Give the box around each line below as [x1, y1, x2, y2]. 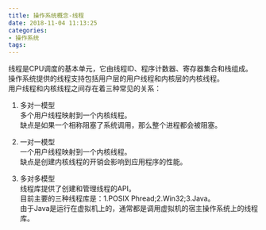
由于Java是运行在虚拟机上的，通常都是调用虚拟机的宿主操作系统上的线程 [19, 204, 259, 213]
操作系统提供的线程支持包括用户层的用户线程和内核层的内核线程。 [8, 74, 224, 83]
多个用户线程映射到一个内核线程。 [19, 110, 132, 120]
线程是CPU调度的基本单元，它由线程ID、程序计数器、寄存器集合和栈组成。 [8, 64, 253, 74]
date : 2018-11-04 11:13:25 [8, 19, 98, 27]
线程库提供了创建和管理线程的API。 [19, 184, 137, 194]
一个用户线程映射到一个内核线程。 [19, 148, 132, 157]
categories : [8, 26, 48, 34]
